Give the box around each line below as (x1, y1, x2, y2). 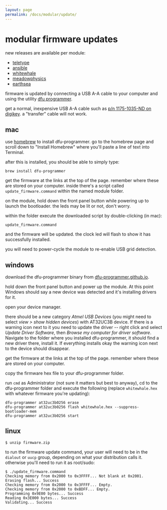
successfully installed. (5, 236, 51, 242)
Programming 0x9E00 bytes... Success (5, 491, 84, 496)
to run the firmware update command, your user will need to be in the (5, 448, 148, 455)
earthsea (12, 81, 31, 87)
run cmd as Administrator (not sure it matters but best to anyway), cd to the (5, 380, 158, 386)
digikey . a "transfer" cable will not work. (5, 111, 87, 117)
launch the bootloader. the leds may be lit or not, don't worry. (5, 203, 131, 209)
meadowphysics (12, 75, 46, 81)
